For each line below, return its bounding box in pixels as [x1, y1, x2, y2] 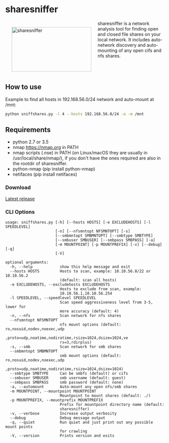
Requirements [5, 125, 51, 134]
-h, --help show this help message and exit [10, 264, 130, 270]
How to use [5, 83, 42, 91]
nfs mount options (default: [59, 322, 122, 327]
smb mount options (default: [59, 353, 122, 359]
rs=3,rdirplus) [59, 340, 92, 345]
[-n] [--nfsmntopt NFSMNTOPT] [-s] [55, 229, 130, 234]
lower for [5, 304, 26, 309]
